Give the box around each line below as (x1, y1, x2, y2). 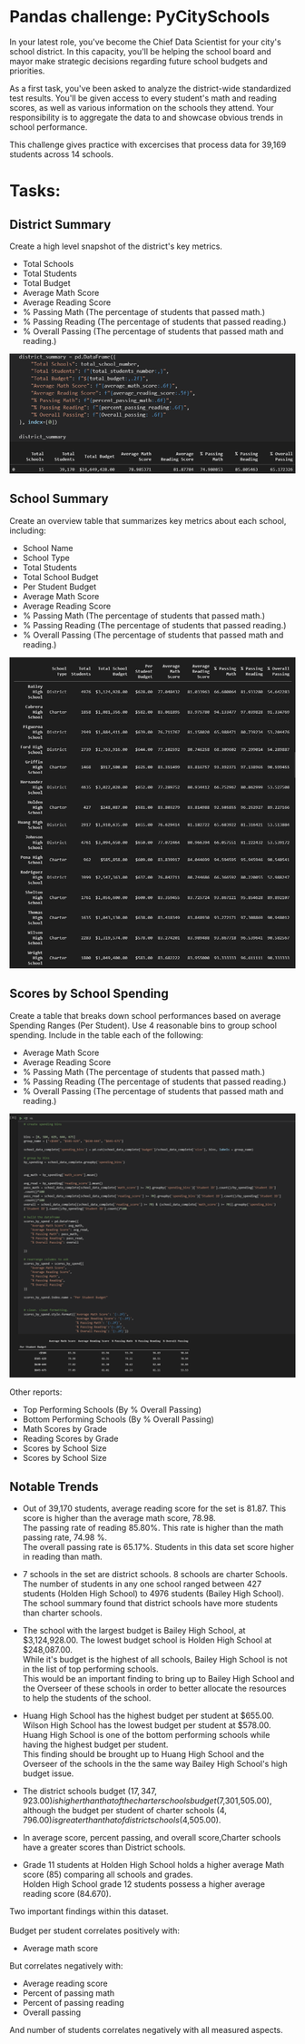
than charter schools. (22, 1607, 103, 1618)
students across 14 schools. (9, 148, 113, 160)
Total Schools (22, 258, 74, 269)
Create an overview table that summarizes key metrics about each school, (9, 515, 287, 526)
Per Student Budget (22, 581, 97, 592)
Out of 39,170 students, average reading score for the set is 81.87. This (22, 1503, 287, 1514)
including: (9, 525, 47, 536)
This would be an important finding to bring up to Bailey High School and (22, 1673, 295, 1684)
